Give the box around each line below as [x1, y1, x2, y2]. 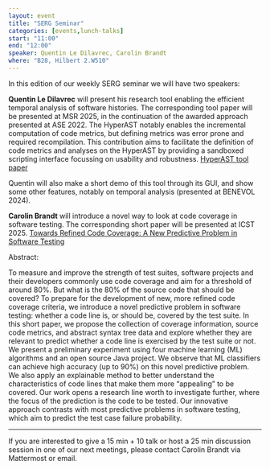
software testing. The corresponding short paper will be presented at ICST [8, 219, 256, 229]
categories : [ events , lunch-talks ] [8, 27, 125, 35]
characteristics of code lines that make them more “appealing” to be [8, 379, 235, 389]
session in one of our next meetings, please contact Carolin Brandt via [8, 444, 241, 455]
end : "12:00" [8, 42, 52, 50]
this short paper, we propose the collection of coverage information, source [8, 319, 259, 328]
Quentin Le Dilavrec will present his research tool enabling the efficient [8, 94, 245, 104]
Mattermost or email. [8, 453, 78, 463]
